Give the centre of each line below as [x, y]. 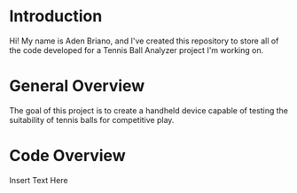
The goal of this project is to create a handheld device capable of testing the [148, 110]
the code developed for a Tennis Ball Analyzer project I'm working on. [137, 50]
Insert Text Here [39, 180]
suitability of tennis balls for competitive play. [92, 120]
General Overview [77, 86]
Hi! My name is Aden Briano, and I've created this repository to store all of [144, 41]
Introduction [56, 16]
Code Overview [67, 156]
